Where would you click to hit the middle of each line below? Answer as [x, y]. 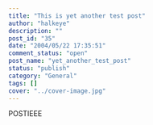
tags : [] [23, 83]
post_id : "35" [32, 38]
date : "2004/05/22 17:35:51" [57, 46]
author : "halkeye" [39, 23]
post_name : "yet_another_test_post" [70, 61]
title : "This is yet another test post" [77, 16]
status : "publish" [39, 69]
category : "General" [43, 76]
